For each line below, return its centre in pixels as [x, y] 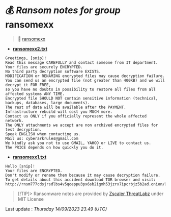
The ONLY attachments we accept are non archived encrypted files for [82, 125]
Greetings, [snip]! [26, 58]
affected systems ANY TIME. [35, 94]
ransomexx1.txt [30, 157]
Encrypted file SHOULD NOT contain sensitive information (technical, [82, 98]
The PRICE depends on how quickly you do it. [54, 147]
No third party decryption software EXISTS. [53, 71]
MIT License [31, 199]
